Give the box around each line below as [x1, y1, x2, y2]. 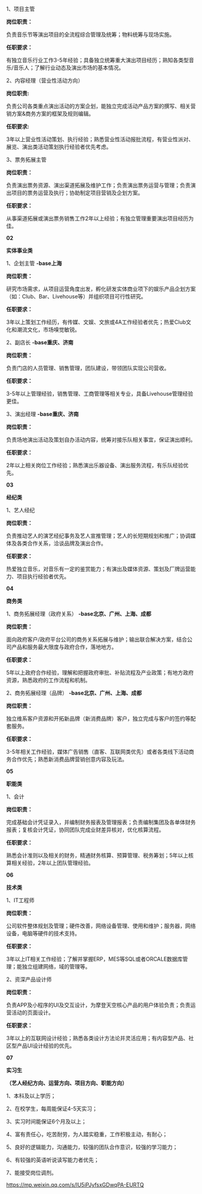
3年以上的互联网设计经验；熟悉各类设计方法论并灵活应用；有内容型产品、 [6, 1035, 189, 1041]
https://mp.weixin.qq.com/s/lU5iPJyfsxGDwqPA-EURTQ [6, 1181, 144, 1188]
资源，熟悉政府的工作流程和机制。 [6, 677, 91, 683]
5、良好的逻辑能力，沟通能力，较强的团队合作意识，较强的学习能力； [6, 1143, 179, 1151]
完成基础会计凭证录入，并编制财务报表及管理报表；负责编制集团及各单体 [6, 819, 185, 826]
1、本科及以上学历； [6, 1092, 56, 1099]
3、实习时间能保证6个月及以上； [6, 1118, 87, 1125]
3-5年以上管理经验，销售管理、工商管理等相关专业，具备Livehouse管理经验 [6, 390, 194, 397]
